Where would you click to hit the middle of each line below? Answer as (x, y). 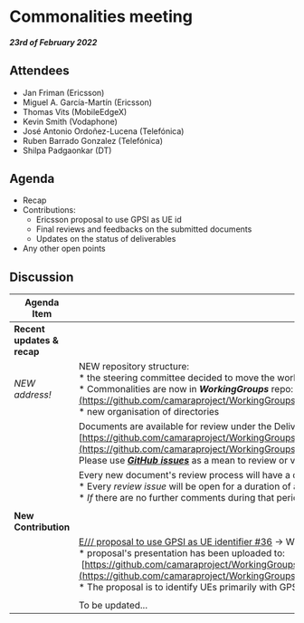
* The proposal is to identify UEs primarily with (178, 588)
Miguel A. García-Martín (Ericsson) (87, 102)
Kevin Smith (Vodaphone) (70, 121)
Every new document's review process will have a (185, 475)
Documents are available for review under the (175, 427)
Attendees (39, 71)
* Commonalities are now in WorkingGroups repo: (186, 389)
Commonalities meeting (101, 17)
